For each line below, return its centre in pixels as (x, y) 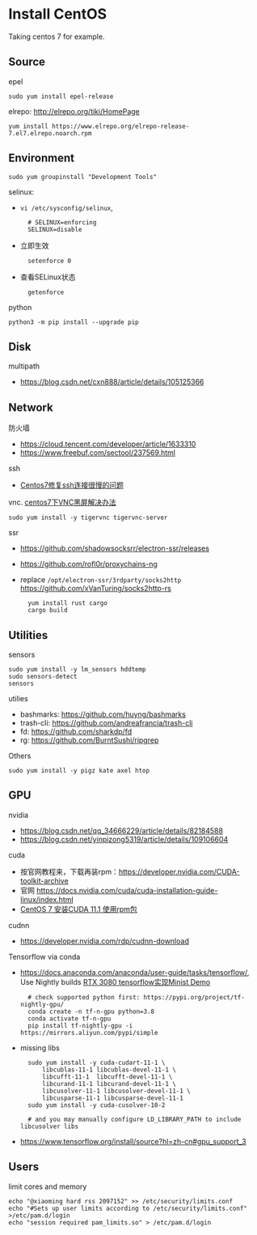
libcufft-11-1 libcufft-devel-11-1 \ (107, 1077)
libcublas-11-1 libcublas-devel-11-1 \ (109, 1070)
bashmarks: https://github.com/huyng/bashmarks (103, 714)
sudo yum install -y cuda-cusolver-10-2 (97, 1105)
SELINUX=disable (55, 229)
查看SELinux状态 (48, 277)
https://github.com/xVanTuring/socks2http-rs (95, 589)
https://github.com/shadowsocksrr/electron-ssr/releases (115, 548)
